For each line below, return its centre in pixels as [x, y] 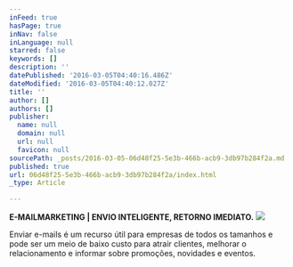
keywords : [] [33, 59]
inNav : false [33, 34]
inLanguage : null [41, 42]
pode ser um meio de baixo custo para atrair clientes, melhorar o [128, 244]
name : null [37, 125]
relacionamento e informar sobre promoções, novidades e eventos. [133, 254]
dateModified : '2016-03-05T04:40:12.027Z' [89, 84]
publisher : [29, 117]
